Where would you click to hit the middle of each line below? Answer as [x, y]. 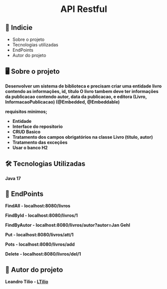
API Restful [84, 9]
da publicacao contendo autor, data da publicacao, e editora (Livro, [76, 96]
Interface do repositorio [38, 126]
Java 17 [13, 178]
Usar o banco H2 [30, 147]
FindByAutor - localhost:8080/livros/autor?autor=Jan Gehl [68, 225]
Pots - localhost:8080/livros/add [40, 244]
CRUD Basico [26, 132]
